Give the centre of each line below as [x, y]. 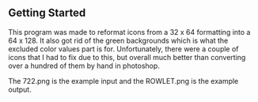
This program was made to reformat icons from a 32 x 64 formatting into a [129, 32]
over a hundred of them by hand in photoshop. [84, 66]
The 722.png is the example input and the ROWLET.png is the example [123, 81]
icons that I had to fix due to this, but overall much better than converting [127, 57]
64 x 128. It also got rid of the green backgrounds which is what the [118, 40]
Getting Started [47, 13]
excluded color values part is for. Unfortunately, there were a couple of [123, 49]
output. [20, 89]
